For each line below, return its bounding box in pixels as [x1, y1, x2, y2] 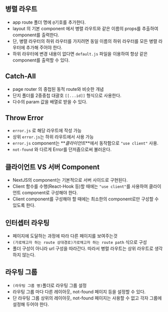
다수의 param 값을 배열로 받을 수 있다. [12, 98, 88, 105]
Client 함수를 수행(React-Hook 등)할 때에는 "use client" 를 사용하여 [12, 183, 148, 189]
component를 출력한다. [12, 32, 59, 38]
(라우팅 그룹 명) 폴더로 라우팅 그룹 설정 [12, 282, 87, 288]
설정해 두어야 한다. [12, 301, 49, 307]
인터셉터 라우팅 [5, 219, 50, 227]
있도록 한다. [12, 202, 36, 209]
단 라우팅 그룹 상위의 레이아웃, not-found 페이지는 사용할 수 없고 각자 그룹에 [12, 295, 162, 301]
